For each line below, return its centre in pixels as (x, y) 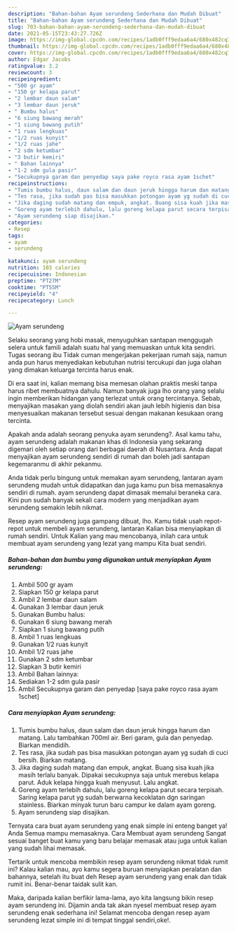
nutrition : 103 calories (44, 268)
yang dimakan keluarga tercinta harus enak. (71, 370)
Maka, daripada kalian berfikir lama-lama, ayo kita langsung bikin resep (111, 898)
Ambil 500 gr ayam (46, 585)
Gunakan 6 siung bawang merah (65, 622)
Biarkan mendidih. (44, 745)
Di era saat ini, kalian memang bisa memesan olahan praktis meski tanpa (113, 384)
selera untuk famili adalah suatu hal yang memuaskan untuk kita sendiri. (112, 347)
